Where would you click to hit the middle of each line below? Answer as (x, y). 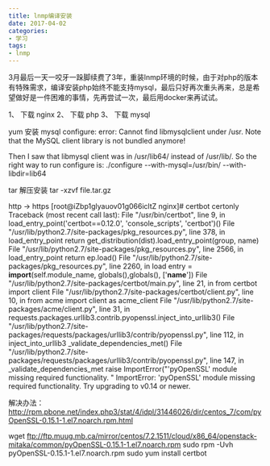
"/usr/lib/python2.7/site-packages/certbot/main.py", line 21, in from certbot (133, 283)
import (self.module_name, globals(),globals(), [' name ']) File (108, 275)
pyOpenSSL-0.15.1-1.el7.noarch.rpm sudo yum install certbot (108, 453)
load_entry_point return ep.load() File (70, 258)
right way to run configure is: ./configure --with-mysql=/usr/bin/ (115, 165)
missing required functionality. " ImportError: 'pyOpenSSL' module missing (132, 377)
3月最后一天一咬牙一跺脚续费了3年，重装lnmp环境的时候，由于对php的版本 (133, 77)
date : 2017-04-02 (37, 23)
